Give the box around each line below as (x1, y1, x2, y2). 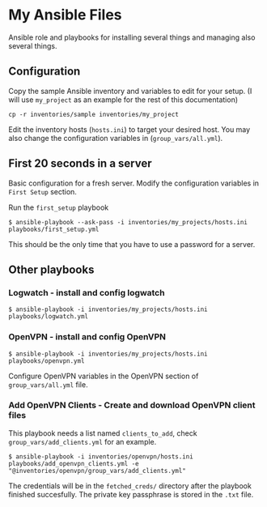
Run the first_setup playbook (8, 202, 109, 212)
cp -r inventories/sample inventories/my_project (8, 110, 180, 118)
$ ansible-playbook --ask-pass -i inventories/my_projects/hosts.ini (8, 218, 248, 226)
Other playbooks (8, 262, 95, 276)
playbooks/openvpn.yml (8, 356, 85, 365)
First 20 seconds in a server (8, 156, 152, 171)
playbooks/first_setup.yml (8, 225, 100, 233)
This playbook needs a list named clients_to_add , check (8, 428, 197, 438)
